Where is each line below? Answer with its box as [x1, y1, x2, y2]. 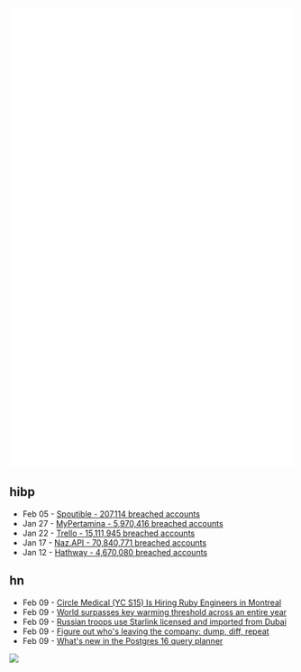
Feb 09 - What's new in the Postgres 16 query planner [22, 635, 223, 646]
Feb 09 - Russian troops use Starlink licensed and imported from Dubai [22, 616, 287, 627]
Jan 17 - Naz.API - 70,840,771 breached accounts [22, 537, 207, 548]
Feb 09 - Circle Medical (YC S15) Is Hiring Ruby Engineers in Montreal [22, 597, 282, 608]
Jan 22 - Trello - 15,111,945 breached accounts [22, 527, 196, 538]
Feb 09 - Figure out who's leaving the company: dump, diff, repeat [22, 626, 269, 637]
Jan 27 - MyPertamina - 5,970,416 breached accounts [22, 518, 223, 528]
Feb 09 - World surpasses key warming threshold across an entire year [22, 606, 287, 617]
